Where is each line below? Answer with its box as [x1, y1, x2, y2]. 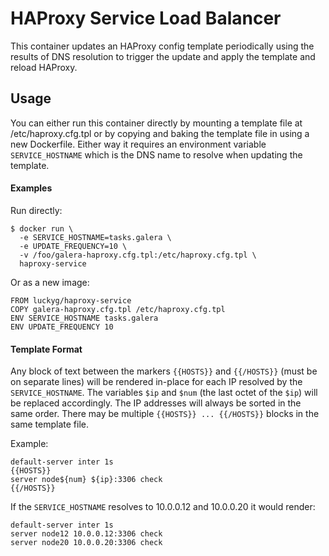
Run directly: [10, 204, 63, 216]
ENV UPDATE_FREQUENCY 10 [10, 322, 114, 332]
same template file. [10, 418, 90, 431]
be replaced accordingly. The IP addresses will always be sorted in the [10, 397, 302, 409]
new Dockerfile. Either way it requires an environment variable [10, 138, 267, 150]
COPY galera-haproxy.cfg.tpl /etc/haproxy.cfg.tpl [10, 304, 226, 314]
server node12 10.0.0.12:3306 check [10, 529, 163, 539]
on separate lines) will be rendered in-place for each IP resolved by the [10, 376, 303, 388]
